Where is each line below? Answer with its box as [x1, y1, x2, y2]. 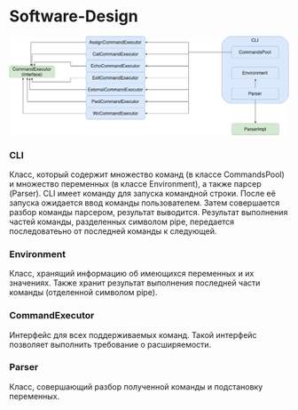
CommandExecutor [9, 310, 95, 322]
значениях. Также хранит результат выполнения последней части [9, 277, 261, 288]
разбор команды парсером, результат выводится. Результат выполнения [9, 206, 288, 217]
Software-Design [9, 6, 139, 27]
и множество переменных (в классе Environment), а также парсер [9, 178, 262, 189]
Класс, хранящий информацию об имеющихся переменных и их [9, 269, 255, 279]
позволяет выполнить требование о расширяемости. [9, 339, 212, 350]
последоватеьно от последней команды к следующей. [9, 225, 217, 237]
